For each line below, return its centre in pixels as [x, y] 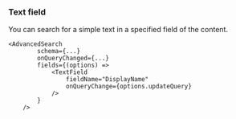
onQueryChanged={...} [73, 59]
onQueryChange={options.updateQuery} [129, 87]
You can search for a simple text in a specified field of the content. [118, 30]
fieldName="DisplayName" [107, 80]
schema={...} [59, 51]
